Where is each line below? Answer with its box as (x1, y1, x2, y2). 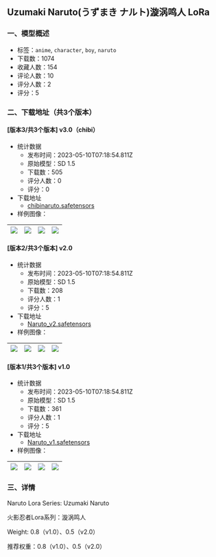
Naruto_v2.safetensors (27, 320, 91, 328)
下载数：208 (27, 287, 63, 295)
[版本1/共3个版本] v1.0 (7, 362, 71, 370)
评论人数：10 (16, 71, 54, 80)
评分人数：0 (27, 176, 62, 185)
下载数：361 (27, 405, 62, 413)
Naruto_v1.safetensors (27, 438, 91, 447)
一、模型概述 (7, 29, 50, 38)
